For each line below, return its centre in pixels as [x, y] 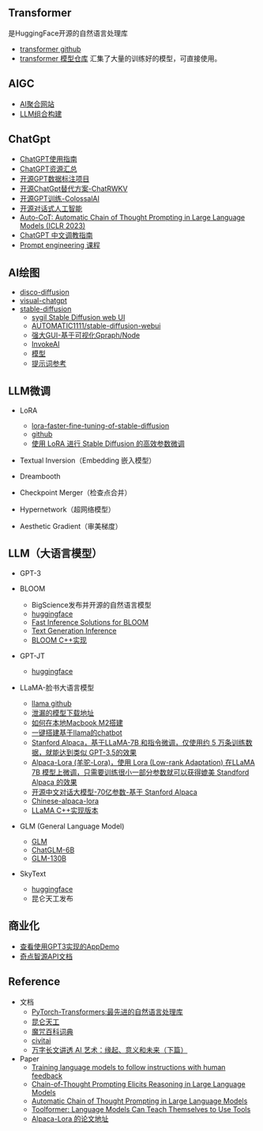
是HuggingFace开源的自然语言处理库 [68, 33]
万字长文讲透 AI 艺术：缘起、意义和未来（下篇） [109, 1049]
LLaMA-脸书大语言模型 [57, 687]
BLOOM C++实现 [59, 640]
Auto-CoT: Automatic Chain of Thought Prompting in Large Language [132, 218]
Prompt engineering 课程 [60, 246]
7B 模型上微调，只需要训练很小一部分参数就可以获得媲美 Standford [140, 772]
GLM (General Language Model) [72, 826]
